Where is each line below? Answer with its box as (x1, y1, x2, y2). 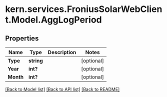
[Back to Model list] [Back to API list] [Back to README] (5, 86, 120, 92)
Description (47, 49, 76, 55)
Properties (5, 34, 39, 42)
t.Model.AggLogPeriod (5, 14, 102, 25)
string (28, 57, 43, 64)
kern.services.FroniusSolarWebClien (5, 3, 162, 15)
